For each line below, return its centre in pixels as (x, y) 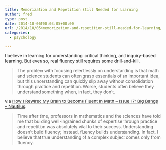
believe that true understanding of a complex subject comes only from (89, 137)
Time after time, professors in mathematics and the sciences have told (89, 116)
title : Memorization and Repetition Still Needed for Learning (72, 10)
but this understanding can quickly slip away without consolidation (85, 81)
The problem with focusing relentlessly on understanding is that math (88, 70)
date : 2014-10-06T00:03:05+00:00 (40, 24)
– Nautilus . (16, 106)
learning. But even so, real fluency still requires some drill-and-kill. (73, 61)
